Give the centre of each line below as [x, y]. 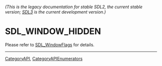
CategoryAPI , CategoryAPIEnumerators [44, 58]
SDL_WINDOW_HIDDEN [53, 31]
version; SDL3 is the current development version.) [55, 12]
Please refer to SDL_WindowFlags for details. [50, 45]
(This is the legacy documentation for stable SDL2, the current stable [74, 7]
